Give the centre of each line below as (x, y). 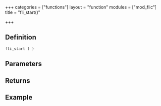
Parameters (24, 64)
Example (19, 97)
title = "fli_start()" (23, 12)
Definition (21, 37)
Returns (18, 81)
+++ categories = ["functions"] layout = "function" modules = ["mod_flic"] (81, 7)
